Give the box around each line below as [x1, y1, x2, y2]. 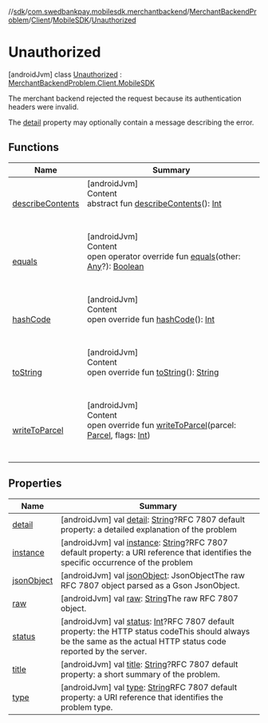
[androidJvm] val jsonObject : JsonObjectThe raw [60, 570, 246, 581]
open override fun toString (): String [87, 367, 219, 378]
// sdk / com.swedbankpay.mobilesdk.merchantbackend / [8, 7, 190, 16]
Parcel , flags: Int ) [87, 429, 151, 440]
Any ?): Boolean [87, 260, 144, 272]
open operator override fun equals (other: [87, 251, 241, 262]
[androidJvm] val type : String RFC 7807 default [60, 681, 238, 693]
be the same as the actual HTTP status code [60, 635, 227, 646]
